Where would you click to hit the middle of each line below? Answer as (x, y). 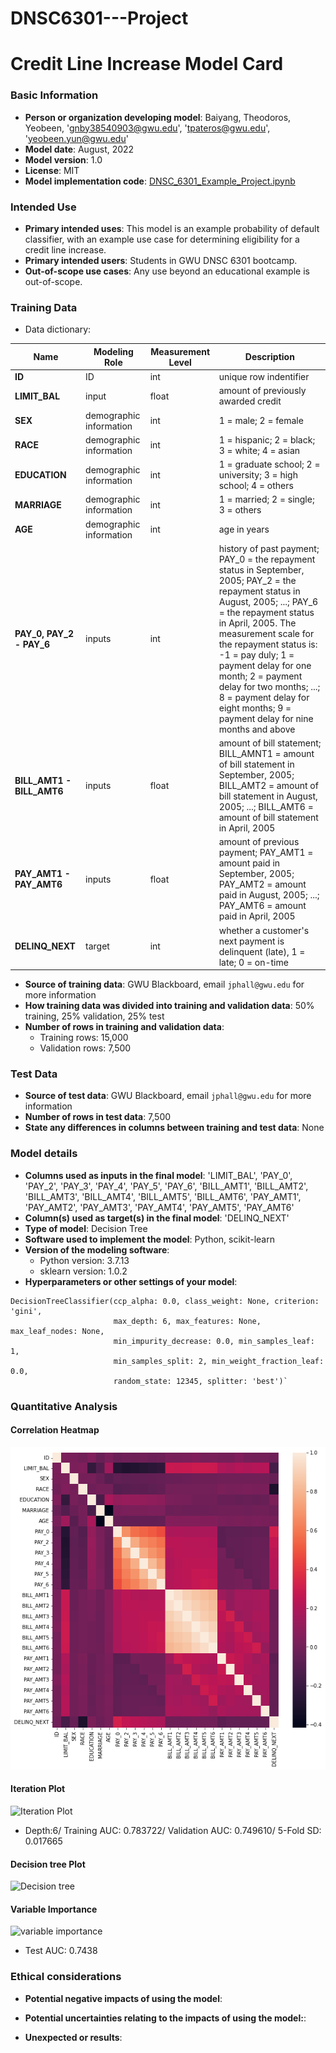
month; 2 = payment (260, 676)
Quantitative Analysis (64, 1406)
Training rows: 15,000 (84, 1038)
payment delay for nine (266, 718)
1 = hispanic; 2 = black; (267, 439)
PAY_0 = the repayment (267, 559)
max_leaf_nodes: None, (57, 1331)
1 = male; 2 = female (261, 421)
